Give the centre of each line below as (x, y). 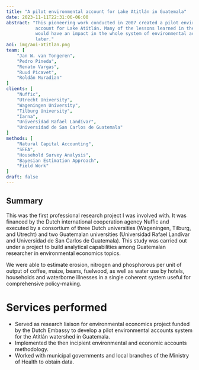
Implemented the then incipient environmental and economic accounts (101, 343)
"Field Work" (33, 166)
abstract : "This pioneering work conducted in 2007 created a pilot (92, 23)
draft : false (22, 177)
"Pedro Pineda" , (37, 61)
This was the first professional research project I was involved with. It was (96, 215)
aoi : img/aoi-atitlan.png (38, 45)
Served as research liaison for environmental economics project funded (102, 324)
